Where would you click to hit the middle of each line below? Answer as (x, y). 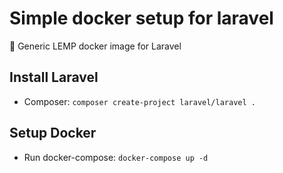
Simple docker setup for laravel (141, 18)
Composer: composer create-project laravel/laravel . (139, 101)
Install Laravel (54, 77)
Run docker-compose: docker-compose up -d (116, 157)
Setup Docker (53, 133)
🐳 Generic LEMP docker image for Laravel (95, 46)
